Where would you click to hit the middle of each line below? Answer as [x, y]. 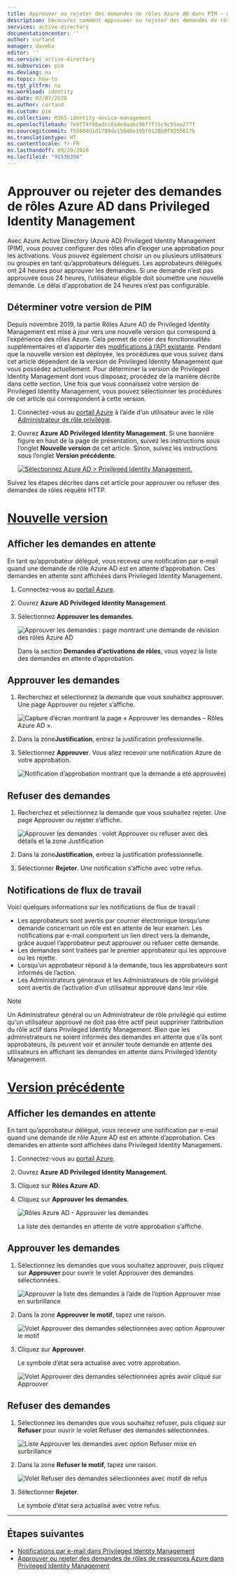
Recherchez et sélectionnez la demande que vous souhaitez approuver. [120, 697]
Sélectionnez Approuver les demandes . [76, 616]
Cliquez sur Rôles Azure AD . [58, 1186]
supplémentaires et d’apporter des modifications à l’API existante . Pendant [114, 346]
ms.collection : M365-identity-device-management [79, 118]
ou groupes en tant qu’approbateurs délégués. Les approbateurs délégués [115, 262]
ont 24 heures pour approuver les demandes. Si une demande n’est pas [111, 270]
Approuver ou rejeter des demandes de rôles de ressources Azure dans [121, 1558]
